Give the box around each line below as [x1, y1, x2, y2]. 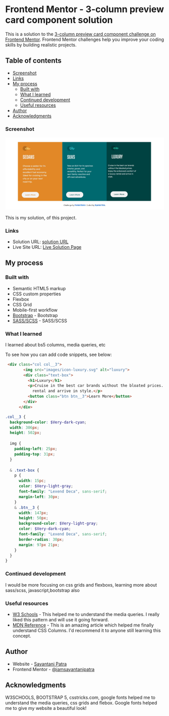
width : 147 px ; [18, 510, 49, 515]
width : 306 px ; [10, 425, 39, 430]
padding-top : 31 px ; [14, 452, 55, 457]
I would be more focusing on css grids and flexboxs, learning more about [5, 581, 157, 588]
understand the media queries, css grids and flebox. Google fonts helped [5, 699, 157, 706]
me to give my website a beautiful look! [5, 705, 87, 711]
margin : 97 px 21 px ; [18, 542, 60, 547]
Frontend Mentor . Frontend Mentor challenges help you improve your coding [5, 36, 164, 42]
